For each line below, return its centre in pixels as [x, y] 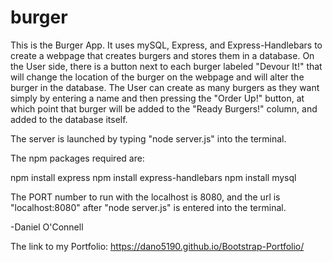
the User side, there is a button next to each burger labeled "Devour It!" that [166, 66]
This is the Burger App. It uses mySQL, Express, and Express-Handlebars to [166, 45]
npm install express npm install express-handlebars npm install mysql [153, 177]
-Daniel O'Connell [47, 227]
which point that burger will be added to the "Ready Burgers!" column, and [164, 108]
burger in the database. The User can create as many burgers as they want [165, 87]
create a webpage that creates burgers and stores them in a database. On [162, 55]
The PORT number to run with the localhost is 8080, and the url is [145, 197]
